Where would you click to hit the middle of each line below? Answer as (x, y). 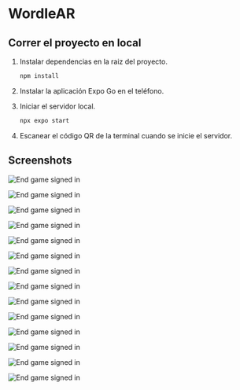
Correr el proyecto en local (75, 43)
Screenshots (40, 161)
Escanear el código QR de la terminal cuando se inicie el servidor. (126, 135)
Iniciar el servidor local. (57, 106)
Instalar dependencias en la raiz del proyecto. (93, 61)
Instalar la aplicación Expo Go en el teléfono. (92, 90)
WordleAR (42, 14)
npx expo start (44, 120)
